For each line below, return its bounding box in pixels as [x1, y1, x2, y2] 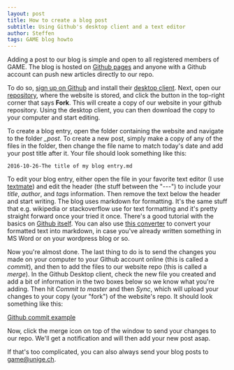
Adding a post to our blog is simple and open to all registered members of [7, 55, 219, 64]
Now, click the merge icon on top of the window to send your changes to [7, 327, 217, 335]
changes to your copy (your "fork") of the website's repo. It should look [7, 293, 213, 301]
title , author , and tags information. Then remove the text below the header [7, 190, 221, 198]
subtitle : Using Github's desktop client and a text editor [7, 23, 187, 30]
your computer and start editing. [7, 113, 101, 122]
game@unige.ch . [7, 355, 57, 364]
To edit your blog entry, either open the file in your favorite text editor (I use [7, 175, 224, 184]
